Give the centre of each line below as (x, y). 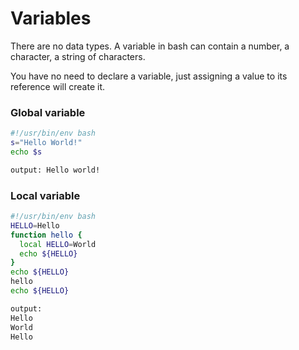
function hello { (46, 235)
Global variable (48, 112)
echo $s (26, 152)
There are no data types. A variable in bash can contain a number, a (150, 46)
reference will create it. (58, 86)
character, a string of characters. (78, 56)
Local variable (45, 195)
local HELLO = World (58, 244)
